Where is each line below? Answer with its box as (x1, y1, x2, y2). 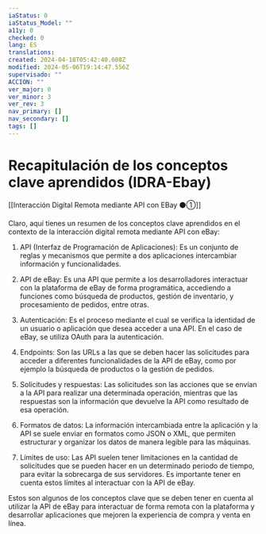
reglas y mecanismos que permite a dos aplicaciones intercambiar (19, 251, 237, 260)
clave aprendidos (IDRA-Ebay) (8, 173, 212, 191)
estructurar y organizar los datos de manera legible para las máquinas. (19, 437, 252, 447)
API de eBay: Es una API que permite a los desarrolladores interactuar (19, 275, 249, 284)
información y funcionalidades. (19, 259, 121, 268)
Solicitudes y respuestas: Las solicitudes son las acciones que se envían (19, 379, 257, 389)
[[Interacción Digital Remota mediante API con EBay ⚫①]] (8, 200, 202, 209)
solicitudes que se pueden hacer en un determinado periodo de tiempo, (19, 461, 255, 471)
